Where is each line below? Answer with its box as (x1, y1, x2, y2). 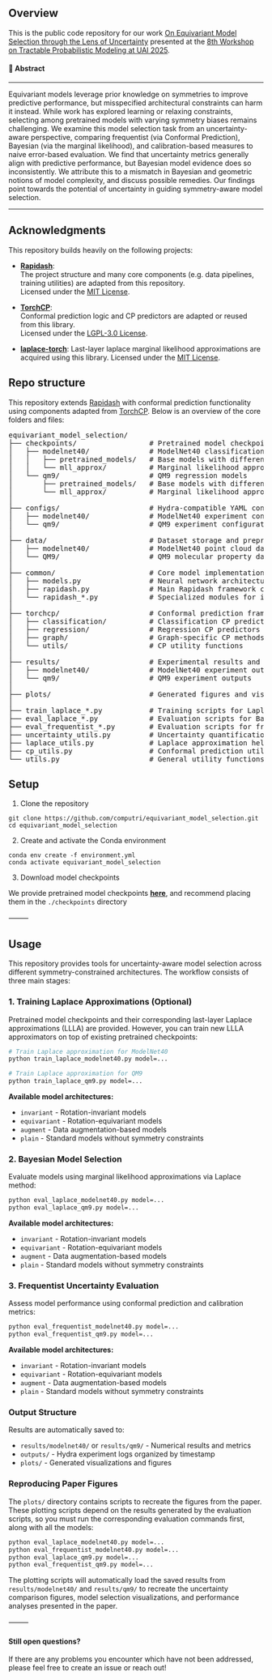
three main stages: (8, 976, 70, 986)
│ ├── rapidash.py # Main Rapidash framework (8, 584, 257, 594)
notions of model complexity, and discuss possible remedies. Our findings (8, 176, 255, 185)
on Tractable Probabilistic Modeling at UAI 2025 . (8, 45, 170, 55)
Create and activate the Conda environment (19, 836, 167, 846)
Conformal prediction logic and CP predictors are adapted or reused (19, 311, 248, 321)
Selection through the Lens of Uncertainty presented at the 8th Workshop (8, 36, 254, 46)
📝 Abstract (8, 64, 45, 74)
